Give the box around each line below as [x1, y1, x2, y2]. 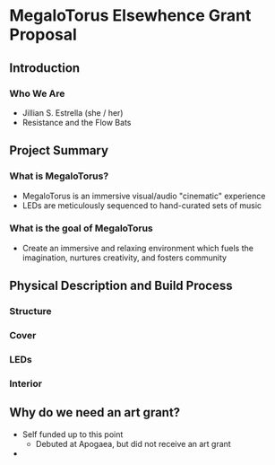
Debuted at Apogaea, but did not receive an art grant [35, 438, 231, 449]
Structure [9, 305, 52, 318]
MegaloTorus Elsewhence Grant [9, 5, 252, 26]
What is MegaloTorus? [9, 170, 109, 182]
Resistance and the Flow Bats [21, 117, 132, 127]
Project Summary [9, 143, 109, 158]
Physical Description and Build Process [9, 278, 233, 294]
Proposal [9, 24, 78, 45]
